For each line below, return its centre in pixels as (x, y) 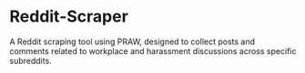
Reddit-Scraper (69, 17)
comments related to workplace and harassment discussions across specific (153, 50)
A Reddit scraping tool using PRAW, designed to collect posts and (132, 41)
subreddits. (30, 60)
